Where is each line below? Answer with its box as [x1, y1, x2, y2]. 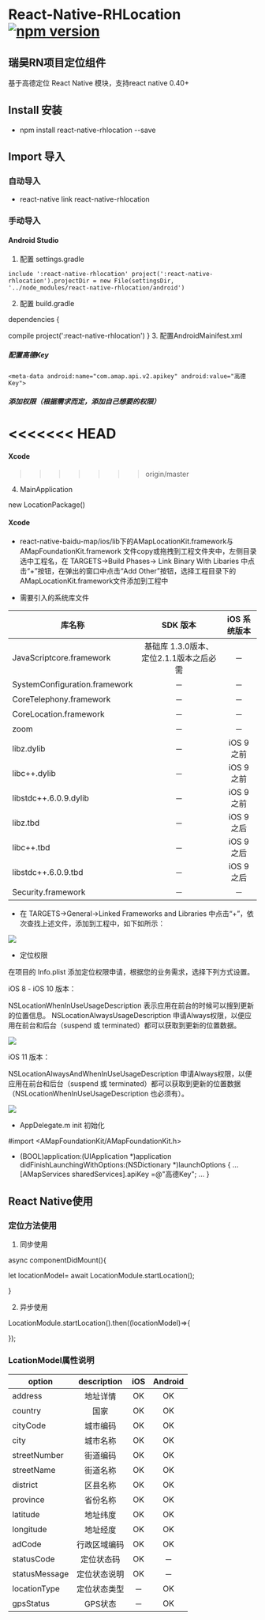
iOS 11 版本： [8, 1052, 50, 1062]
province [12, 1493, 45, 1505]
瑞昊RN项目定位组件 [8, 55, 106, 69]
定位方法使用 [8, 1221, 58, 1232]
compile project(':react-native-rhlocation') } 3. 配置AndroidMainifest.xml [8, 331, 243, 340]
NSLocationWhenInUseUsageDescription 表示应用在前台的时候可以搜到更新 [8, 1001, 255, 1010]
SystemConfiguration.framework [12, 679, 133, 690]
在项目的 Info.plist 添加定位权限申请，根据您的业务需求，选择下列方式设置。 [8, 967, 255, 976]
